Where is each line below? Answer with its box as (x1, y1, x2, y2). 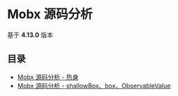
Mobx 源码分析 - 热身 (17, 72, 79, 81)
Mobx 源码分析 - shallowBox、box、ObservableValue (17, 81, 171, 90)
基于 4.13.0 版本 (7, 31, 54, 39)
